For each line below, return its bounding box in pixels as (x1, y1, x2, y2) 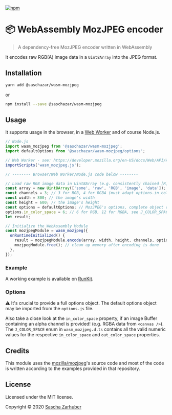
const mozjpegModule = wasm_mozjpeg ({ (5, 228, 88, 234)
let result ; (5, 214, 31, 219)
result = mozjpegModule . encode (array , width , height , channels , (14, 238, 155, 243)
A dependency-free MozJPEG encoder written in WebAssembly (17, 44, 153, 50)
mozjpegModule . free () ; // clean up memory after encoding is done (14, 243, 159, 248)
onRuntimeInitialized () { (10, 233, 66, 238)
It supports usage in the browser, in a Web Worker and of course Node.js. (5, 129, 160, 135)
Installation (5, 69, 42, 78)
